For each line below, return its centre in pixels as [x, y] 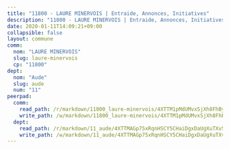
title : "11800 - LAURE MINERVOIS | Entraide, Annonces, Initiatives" [108, 13]
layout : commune [30, 39]
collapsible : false [35, 33]
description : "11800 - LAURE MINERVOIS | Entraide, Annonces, [98, 20]
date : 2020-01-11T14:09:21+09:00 [55, 26]
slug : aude [29, 84]
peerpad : [20, 97]
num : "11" [27, 90]
